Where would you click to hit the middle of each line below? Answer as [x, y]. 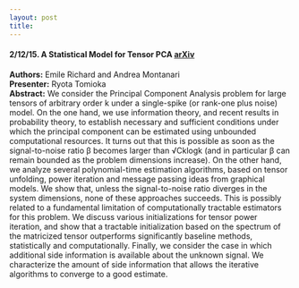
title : [21, 26]
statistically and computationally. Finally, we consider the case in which [141, 245]
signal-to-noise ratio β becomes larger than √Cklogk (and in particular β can [150, 150]
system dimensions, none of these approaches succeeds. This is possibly [145, 198]
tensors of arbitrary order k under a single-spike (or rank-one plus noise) [144, 103]
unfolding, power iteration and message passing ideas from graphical [137, 179]
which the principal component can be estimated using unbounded [133, 131]
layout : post [34, 17]
